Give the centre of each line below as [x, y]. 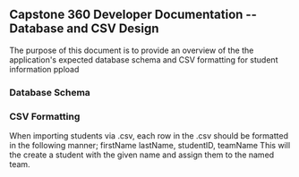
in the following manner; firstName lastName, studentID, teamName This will [150, 146]
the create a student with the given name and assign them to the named [142, 155]
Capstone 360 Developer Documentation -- [133, 15]
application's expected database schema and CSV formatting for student [144, 59]
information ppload [44, 69]
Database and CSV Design [84, 29]
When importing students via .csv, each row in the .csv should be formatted [149, 136]
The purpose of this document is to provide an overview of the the [132, 50]
